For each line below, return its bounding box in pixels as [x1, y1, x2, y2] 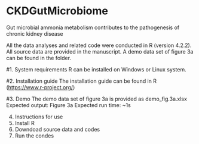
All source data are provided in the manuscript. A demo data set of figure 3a [6, 48, 194, 55]
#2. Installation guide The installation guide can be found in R [6, 77, 157, 84]
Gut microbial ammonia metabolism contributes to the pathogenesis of [6, 24, 180, 31]
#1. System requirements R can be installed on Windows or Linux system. [6, 65, 186, 73]
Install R [14, 119, 35, 126]
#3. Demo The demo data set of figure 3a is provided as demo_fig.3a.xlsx [6, 95, 187, 102]
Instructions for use [14, 113, 63, 120]
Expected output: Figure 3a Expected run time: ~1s [6, 101, 131, 108]
